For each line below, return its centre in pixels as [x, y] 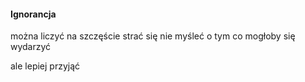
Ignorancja [33, 14]
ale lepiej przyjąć [45, 66]
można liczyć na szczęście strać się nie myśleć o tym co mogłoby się [153, 36]
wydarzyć [31, 47]
